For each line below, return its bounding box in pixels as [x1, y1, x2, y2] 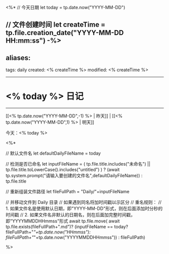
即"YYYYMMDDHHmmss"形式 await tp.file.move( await [6, 218, 120, 224]
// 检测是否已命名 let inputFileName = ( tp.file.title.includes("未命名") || [6, 161, 150, 167]
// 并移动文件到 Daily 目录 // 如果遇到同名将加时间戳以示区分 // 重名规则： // [6, 199, 162, 205]
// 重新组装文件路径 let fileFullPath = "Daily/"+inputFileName [6, 189, 130, 195]
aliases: [6, 53, 31, 62]
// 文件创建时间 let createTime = [6, 21, 106, 29]
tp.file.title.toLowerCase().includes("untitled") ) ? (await [6, 167, 120, 173]
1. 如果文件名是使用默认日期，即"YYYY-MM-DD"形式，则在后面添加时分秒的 [6, 205, 162, 212]
